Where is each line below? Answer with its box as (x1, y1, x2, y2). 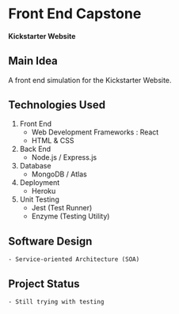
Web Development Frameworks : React (31, 127, 159, 137)
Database (19, 161, 51, 171)
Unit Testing (19, 195, 59, 204)
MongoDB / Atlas (31, 169, 87, 179)
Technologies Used (8, 98, 105, 112)
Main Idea (8, 55, 58, 68)
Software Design (8, 234, 93, 248)
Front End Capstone (8, 5, 142, 23)
